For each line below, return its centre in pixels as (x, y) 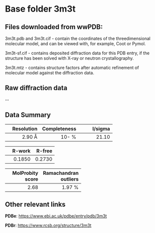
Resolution (25, 129)
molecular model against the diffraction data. (49, 73)
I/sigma (101, 129)
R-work (21, 150)
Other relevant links (35, 205)
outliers (70, 179)
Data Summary (28, 115)
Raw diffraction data (36, 88)
